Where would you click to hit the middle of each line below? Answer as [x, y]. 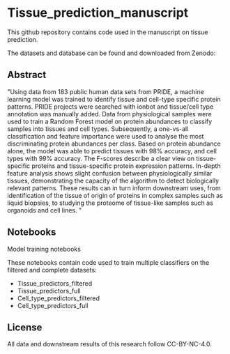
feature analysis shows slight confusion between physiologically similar [110, 173]
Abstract [27, 75]
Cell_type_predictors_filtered [58, 298]
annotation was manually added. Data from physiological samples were [109, 114]
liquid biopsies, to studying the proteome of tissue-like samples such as [110, 203]
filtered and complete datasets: [52, 270]
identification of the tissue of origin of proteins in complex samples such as [115, 195]
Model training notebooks [44, 249]
